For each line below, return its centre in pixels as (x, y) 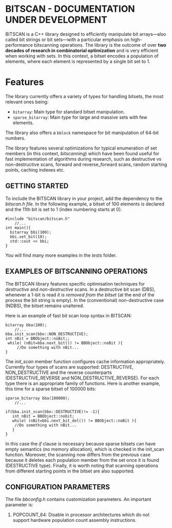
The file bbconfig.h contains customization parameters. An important (78, 499)
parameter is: (19, 505)
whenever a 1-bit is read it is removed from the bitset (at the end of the (80, 295)
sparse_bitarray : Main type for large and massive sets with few (80, 117)
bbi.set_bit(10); (28, 237)
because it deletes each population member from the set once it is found (82, 460)
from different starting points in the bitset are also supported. (70, 471)
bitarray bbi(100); (31, 232)
